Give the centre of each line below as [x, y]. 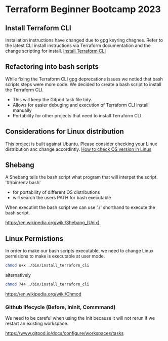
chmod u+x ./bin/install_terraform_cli [47, 266]
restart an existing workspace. [37, 324]
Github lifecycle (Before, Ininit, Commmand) [60, 307]
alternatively [18, 275]
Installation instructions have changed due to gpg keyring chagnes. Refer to [84, 40]
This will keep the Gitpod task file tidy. [52, 99]
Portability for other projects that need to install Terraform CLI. [77, 115]
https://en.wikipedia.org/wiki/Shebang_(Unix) [52, 223]
